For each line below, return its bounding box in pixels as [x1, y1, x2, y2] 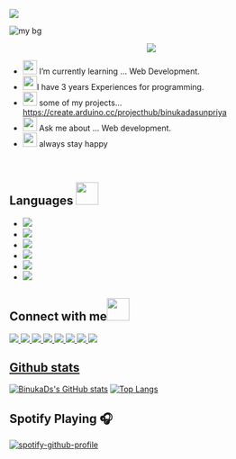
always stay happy [39, 139, 108, 148]
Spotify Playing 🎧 [9, 410, 113, 427]
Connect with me [9, 309, 108, 324]
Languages [9, 193, 74, 209]
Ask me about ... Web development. [39, 122, 172, 133]
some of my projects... [39, 97, 123, 108]
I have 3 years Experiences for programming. [36, 82, 204, 92]
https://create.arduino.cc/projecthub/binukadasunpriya [22, 107, 227, 117]
